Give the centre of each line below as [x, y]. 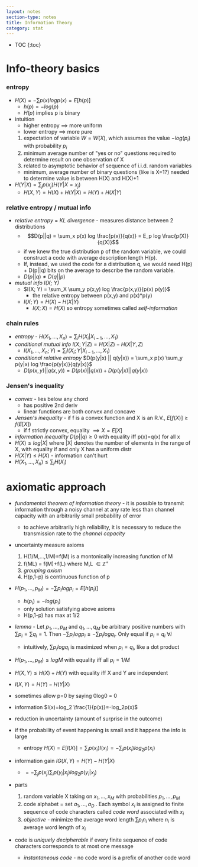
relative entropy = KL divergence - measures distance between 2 [94, 221]
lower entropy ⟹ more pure [58, 131]
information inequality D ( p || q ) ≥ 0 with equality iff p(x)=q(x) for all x [97, 436]
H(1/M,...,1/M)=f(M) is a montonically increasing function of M [98, 557]
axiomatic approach [56, 487]
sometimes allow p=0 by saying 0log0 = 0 [66, 695]
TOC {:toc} [28, 45]
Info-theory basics [53, 69]
